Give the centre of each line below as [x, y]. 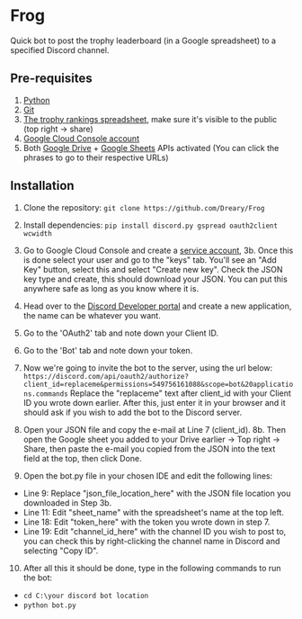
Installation [42, 186]
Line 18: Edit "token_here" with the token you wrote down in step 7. [147, 522]
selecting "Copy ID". [61, 551]
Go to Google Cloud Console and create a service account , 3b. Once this [158, 250]
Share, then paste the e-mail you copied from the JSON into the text [149, 449]
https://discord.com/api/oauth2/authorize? [106, 376]
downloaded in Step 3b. [67, 502]
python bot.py [49, 605]
